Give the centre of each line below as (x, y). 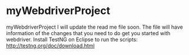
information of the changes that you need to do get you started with (88, 33)
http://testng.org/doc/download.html (51, 46)
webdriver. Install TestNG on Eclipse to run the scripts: (72, 39)
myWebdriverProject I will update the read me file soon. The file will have (95, 27)
